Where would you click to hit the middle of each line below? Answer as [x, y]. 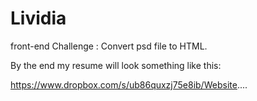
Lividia [38, 18]
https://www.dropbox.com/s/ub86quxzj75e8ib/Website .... [129, 84]
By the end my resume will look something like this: [116, 65]
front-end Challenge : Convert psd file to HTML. [109, 46]
